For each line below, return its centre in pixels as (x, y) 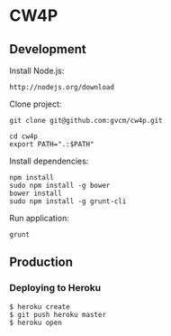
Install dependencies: (49, 161)
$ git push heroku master (58, 314)
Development (48, 49)
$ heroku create (40, 307)
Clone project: (36, 104)
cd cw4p (24, 136)
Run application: (39, 218)
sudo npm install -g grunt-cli (68, 201)
